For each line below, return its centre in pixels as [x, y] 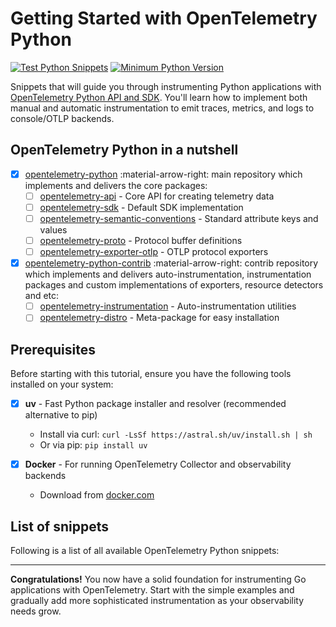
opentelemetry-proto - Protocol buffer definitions [141, 240]
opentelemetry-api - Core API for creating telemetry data [157, 196]
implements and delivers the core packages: [116, 185]
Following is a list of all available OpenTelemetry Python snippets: [145, 551]
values [53, 230]
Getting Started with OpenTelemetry [164, 18]
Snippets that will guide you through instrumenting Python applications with [166, 86]
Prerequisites [53, 349]
